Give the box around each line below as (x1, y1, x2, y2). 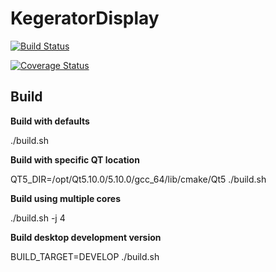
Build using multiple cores (10, 192, 121, 204)
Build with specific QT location (10, 153, 140, 166)
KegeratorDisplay (10, 7, 160, 30)
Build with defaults (10, 115, 90, 127)
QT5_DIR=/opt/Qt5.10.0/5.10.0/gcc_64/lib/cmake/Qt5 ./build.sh (10, 173, 267, 185)
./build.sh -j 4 (10, 212, 66, 224)
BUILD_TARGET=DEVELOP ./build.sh (10, 250, 160, 262)
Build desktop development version (10, 231, 162, 243)
